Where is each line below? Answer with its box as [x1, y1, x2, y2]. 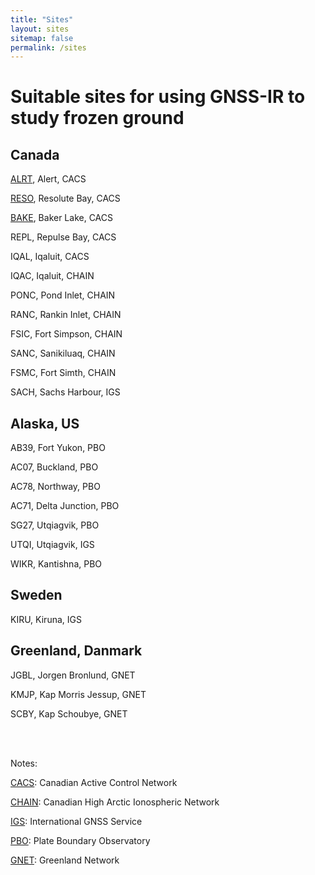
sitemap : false [10, 33, 74, 43]
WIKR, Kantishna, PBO [10, 558, 103, 570]
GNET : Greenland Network [10, 854, 120, 866]
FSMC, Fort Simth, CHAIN [10, 367, 117, 379]
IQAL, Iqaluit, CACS [10, 251, 90, 263]
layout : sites [10, 24, 70, 34]
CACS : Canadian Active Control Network [10, 776, 178, 788]
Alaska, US [10, 415, 80, 432]
